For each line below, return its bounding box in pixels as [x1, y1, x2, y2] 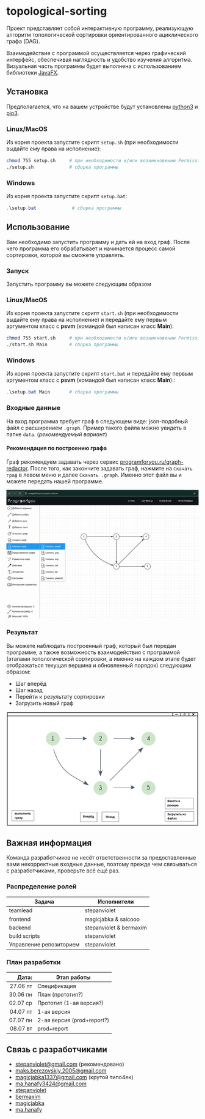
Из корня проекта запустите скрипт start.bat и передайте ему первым [6, 370, 193, 377]
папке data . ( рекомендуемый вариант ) [6, 430, 107, 438]
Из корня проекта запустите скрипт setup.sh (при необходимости [6, 139, 179, 146]
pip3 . [6, 109, 20, 117]
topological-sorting [6, 4, 107, 18]
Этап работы [56, 973, 91, 981]
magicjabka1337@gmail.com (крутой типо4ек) [15, 1074, 134, 1081]
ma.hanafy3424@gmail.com [15, 1080, 87, 1087]
